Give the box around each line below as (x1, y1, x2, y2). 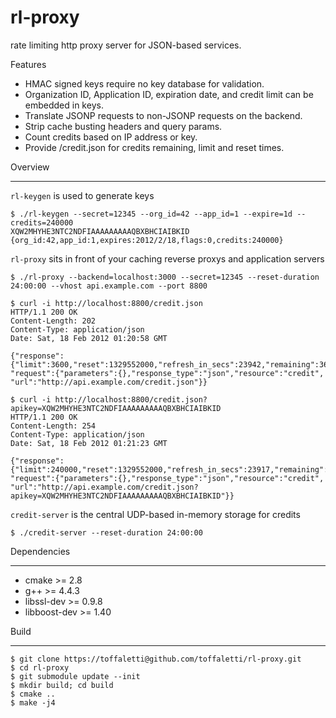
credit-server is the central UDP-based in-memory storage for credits (10, 508, 301, 520)
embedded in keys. (24, 99, 104, 111)
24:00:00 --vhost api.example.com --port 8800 (10, 281, 208, 291)
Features (10, 58, 47, 70)
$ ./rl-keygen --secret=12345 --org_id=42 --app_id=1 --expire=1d (10, 209, 293, 219)
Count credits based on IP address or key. (24, 131, 198, 143)
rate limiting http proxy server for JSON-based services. (10, 39, 242, 51)
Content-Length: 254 (10, 421, 97, 431)
